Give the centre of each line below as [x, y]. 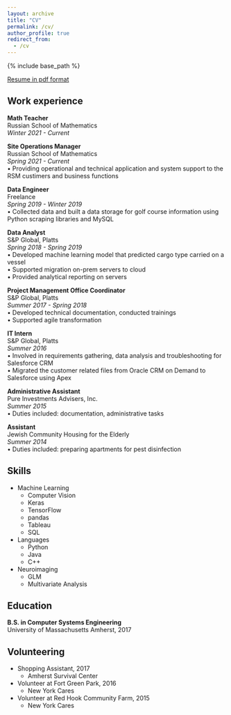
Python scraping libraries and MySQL [61, 219]
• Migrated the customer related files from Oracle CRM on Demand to [106, 370]
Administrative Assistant [44, 391]
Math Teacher [28, 118]
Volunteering [36, 652]
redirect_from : [29, 40]
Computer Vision [52, 495]
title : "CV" [24, 20]
